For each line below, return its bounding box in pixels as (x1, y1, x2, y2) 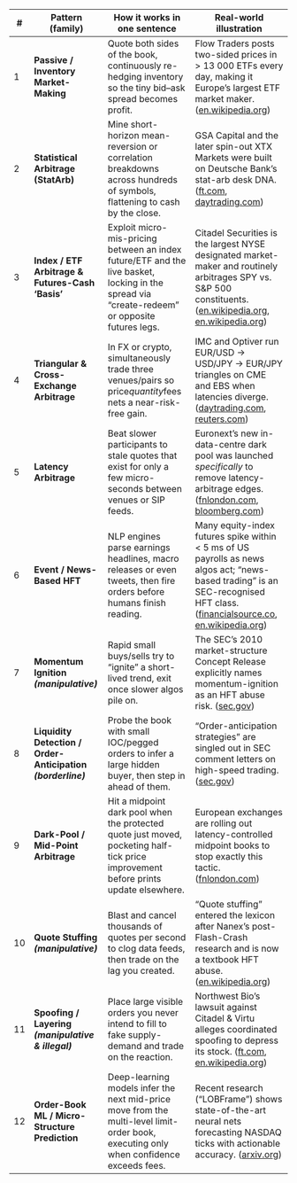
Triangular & (34, 358, 87, 370)
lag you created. (107, 965, 175, 977)
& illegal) (34, 1040, 72, 1052)
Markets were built (194, 152, 272, 163)
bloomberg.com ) (194, 505, 265, 517)
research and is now (194, 943, 279, 954)
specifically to (194, 461, 254, 472)
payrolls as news (194, 553, 265, 564)
